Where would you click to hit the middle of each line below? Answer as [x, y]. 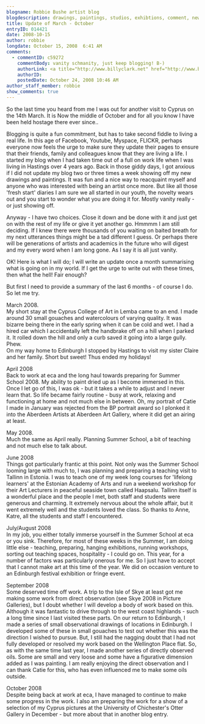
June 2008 [20, 457]
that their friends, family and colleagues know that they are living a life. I [97, 153]
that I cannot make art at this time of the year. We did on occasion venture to [103, 567]
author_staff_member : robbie [43, 86]
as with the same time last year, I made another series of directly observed [100, 650]
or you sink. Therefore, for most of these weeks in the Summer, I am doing [100, 541]
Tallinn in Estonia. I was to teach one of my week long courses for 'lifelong [99, 477]
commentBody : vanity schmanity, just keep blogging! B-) [91, 63]
